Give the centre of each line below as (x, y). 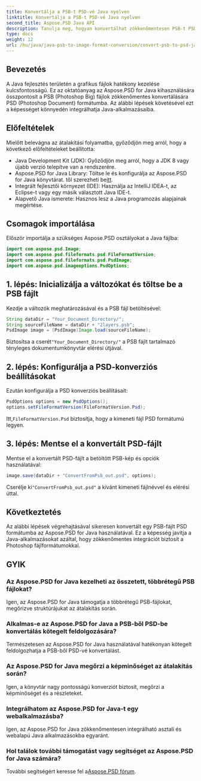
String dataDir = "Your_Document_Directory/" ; (65, 319)
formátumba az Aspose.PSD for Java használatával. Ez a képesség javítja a (99, 533)
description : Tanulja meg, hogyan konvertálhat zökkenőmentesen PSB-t (96, 28)
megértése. (29, 205)
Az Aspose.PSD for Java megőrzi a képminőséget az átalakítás (99, 666)
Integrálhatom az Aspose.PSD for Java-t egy (72, 709)
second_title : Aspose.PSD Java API (51, 23)
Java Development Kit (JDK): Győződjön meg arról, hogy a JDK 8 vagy (102, 160)
